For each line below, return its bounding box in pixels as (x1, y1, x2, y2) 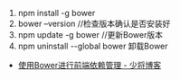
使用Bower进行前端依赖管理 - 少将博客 (17, 60, 162, 70)
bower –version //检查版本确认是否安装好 (17, 18, 171, 29)
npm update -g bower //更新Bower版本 (17, 30, 163, 39)
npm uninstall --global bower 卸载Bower (17, 40, 169, 51)
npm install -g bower (17, 8, 96, 18)
